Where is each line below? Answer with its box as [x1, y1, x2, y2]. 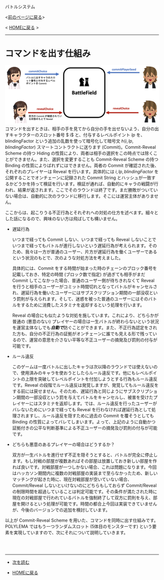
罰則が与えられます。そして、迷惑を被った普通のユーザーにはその [16, 296, 148, 302]
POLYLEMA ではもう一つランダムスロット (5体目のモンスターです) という [5, 524, 153, 530]
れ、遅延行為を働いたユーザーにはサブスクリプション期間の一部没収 [12, 290, 149, 296]
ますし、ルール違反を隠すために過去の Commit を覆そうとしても [25, 413, 154, 419]
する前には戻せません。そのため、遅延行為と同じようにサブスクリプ [12, 388, 149, 394]
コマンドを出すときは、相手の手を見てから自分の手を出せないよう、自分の [5, 126, 155, 132]
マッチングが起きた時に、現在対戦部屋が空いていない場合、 [12, 476, 132, 483]
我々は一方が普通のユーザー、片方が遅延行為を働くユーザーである [25, 249, 158, 255]
